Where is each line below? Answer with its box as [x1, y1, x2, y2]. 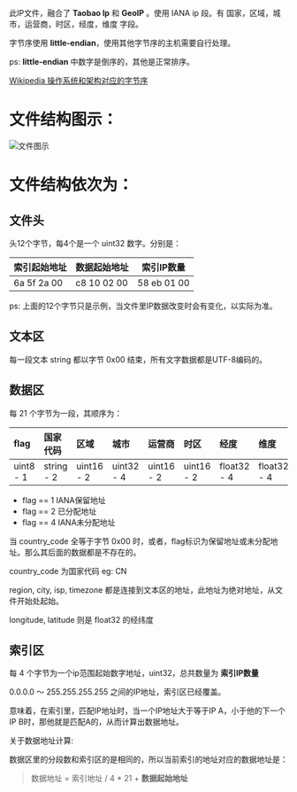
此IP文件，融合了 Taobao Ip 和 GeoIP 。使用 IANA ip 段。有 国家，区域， [9, 8, 274, 18]
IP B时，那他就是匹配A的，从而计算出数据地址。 [9, 717, 184, 727]
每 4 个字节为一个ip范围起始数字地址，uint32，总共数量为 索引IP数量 [9, 668, 259, 679]
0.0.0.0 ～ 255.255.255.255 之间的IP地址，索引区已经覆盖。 [9, 687, 226, 697]
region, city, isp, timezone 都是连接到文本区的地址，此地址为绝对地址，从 [9, 584, 276, 595]
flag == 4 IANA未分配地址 [21, 516, 116, 527]
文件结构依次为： [9, 175, 134, 195]
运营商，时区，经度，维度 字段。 [24, 19, 143, 29]
